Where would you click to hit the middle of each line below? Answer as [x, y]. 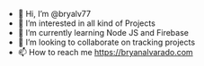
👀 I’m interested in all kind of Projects [86, 23]
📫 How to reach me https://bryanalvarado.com [105, 52]
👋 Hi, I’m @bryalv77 [54, 14]
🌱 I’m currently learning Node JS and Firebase [103, 33]
